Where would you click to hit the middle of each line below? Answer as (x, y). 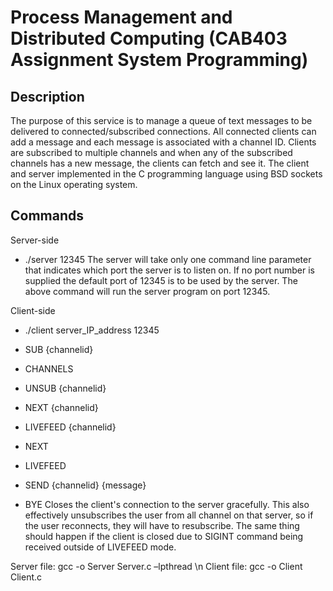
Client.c (26, 577)
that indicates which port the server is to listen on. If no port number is (169, 270)
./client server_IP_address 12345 (92, 330)
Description (47, 96)
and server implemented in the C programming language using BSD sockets (166, 174)
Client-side (33, 310)
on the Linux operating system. (74, 184)
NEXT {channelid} (61, 407)
